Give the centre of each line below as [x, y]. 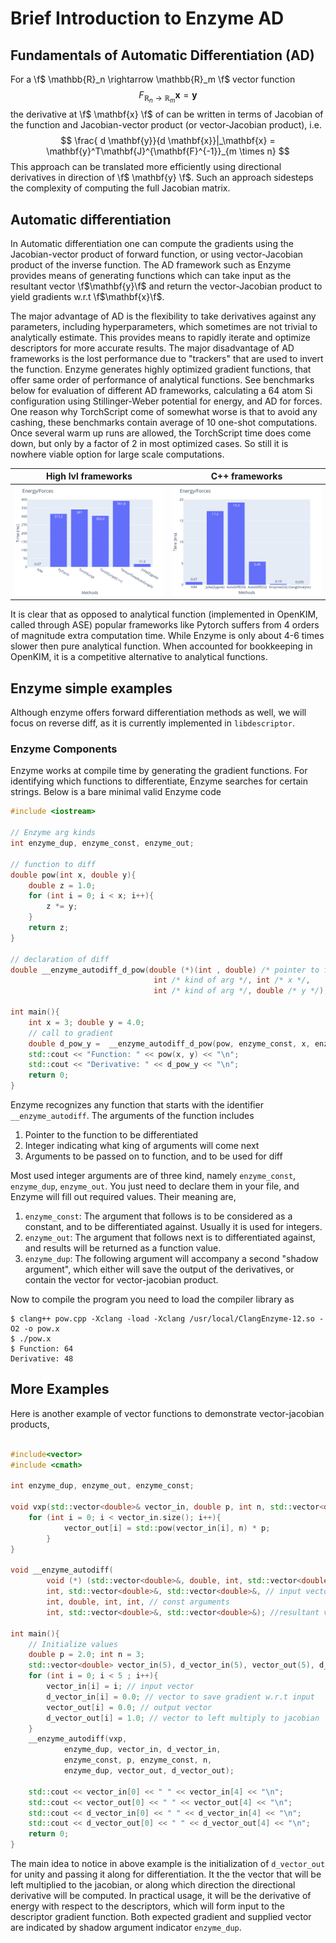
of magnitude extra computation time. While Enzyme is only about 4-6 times [167, 636]
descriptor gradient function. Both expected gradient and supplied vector [161, 1917]
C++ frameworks [246, 476]
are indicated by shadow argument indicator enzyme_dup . [126, 1928]
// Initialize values [73, 1644]
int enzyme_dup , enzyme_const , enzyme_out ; [102, 843]
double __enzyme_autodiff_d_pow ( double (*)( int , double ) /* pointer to [165, 970]
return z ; [49, 928]
